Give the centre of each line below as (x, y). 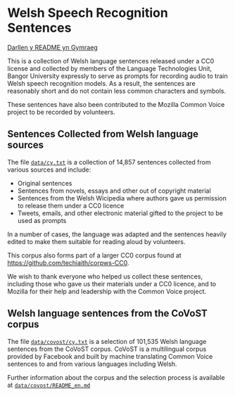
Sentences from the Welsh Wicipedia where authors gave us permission (122, 198)
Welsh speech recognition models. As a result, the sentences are (101, 83)
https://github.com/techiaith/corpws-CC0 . (68, 262)
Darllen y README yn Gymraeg (53, 47)
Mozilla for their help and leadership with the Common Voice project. (107, 291)
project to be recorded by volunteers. (61, 112)
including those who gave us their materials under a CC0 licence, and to (112, 283)
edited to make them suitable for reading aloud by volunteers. (96, 241)
